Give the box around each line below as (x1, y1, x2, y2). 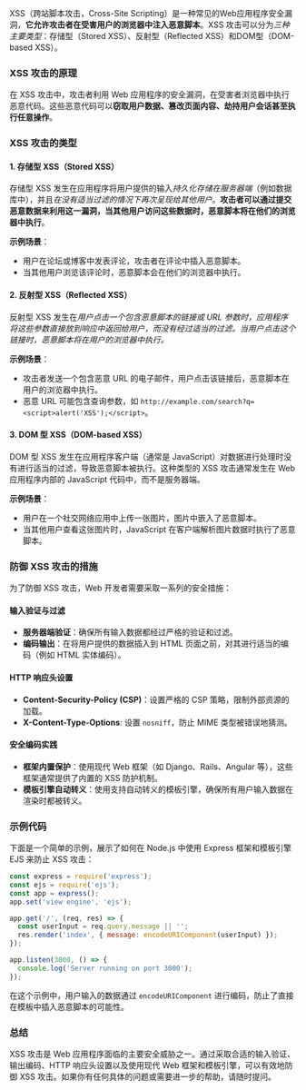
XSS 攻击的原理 (9, 66, 77, 79)
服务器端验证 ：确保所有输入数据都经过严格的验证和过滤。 (22, 627, 238, 638)
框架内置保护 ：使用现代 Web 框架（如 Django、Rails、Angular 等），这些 (22, 761, 293, 772)
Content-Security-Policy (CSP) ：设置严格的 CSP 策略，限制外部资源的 (22, 694, 290, 705)
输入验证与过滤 (9, 605, 65, 616)
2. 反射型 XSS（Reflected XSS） (9, 290, 133, 301)
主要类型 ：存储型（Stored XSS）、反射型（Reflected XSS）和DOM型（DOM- (9, 31, 295, 41)
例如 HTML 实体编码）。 (38, 649, 126, 660)
